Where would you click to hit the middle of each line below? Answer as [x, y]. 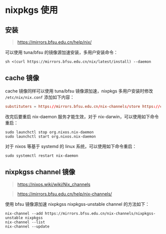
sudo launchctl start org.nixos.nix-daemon [51, 137]
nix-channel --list [25, 222]
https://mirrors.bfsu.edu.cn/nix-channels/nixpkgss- [100, 213]
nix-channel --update [27, 226]
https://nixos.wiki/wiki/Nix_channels [54, 184]
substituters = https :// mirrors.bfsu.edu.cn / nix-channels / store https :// [83, 106]
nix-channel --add [24, 213]
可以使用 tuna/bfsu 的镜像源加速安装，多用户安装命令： [62, 52]
